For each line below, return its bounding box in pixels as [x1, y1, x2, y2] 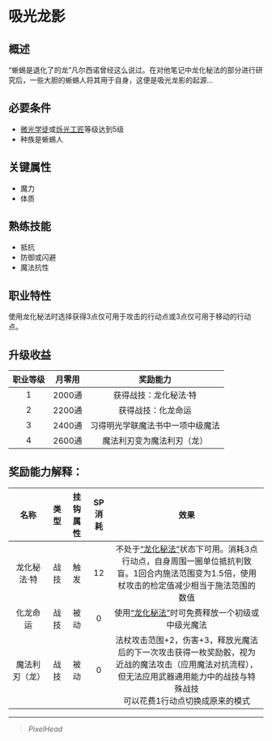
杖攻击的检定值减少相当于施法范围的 [117, 580, 257, 591]
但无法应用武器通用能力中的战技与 [117, 671, 249, 682]
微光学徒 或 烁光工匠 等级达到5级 [19, 124, 125, 134]
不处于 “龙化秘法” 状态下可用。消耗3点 [115, 543, 258, 555]
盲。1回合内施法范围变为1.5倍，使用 [117, 568, 257, 579]
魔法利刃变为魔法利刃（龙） [102, 435, 208, 446]
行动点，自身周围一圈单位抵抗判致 [121, 556, 253, 567]
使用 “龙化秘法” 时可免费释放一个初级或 [114, 607, 260, 618]
